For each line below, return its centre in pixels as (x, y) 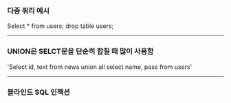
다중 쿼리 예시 (29, 10)
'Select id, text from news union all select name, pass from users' (100, 67)
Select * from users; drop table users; (60, 26)
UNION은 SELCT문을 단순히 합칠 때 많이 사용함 (80, 51)
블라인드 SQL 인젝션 (38, 92)
